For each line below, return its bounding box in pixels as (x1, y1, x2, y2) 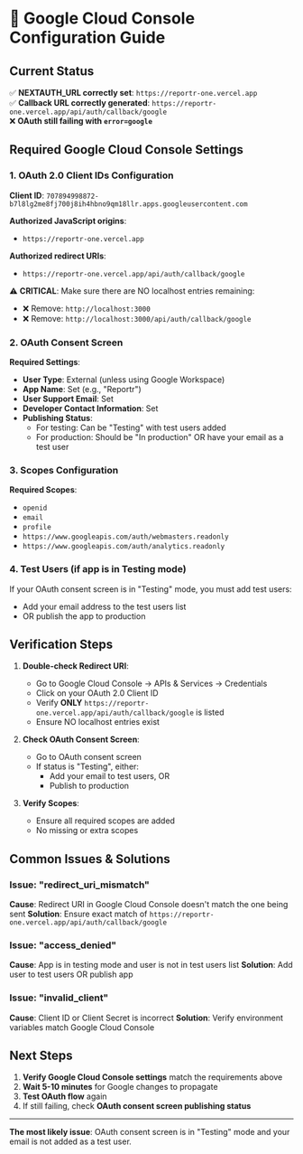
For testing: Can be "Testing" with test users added (35, 422, 227, 433)
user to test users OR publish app (9, 969, 133, 980)
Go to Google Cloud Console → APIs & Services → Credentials (35, 678, 268, 690)
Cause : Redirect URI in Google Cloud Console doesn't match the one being (9, 899, 289, 910)
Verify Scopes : (22, 798, 79, 809)
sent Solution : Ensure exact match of (9, 908, 148, 920)
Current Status (9, 63, 95, 79)
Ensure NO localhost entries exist (35, 717, 161, 727)
